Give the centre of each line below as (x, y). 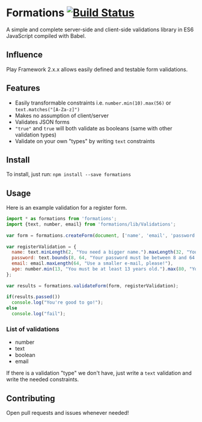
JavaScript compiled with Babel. (46, 35)
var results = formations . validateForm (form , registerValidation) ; (93, 286)
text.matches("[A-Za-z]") (47, 109)
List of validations (33, 329)
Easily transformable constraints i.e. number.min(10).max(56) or (93, 103)
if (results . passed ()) (33, 297)
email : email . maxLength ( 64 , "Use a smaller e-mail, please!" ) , (92, 264)
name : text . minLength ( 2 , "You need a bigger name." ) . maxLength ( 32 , (98, 252)
